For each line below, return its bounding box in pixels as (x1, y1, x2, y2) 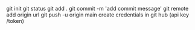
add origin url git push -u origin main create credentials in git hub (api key (6, 11, 189, 18)
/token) (6, 18, 24, 24)
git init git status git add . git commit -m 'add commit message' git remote (6, 5, 189, 12)
